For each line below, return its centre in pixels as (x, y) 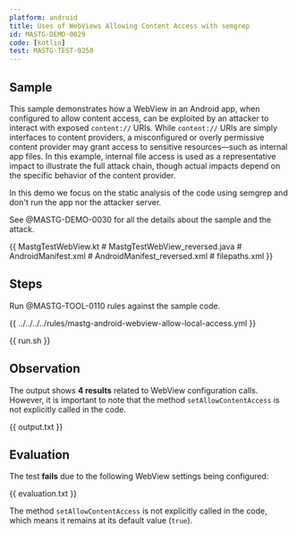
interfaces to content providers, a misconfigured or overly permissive (137, 137)
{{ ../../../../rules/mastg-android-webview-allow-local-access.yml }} (133, 323)
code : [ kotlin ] (38, 43)
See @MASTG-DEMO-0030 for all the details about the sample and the (140, 220)
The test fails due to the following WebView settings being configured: (139, 477)
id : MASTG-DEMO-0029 (48, 34)
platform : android (43, 17)
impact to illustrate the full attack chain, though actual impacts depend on (145, 166)
